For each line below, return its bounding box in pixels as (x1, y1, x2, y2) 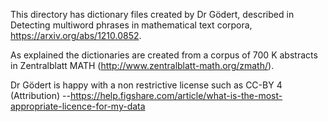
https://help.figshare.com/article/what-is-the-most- (69, 90, 283, 101)
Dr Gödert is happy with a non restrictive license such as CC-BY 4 (10, 79, 283, 91)
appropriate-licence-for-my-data (10, 100, 146, 112)
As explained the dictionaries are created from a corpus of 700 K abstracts (10, 49, 318, 61)
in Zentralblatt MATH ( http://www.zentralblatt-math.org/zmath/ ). (10, 60, 275, 71)
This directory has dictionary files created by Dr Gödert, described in (10, 9, 295, 20)
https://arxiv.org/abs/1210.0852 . (10, 30, 142, 41)
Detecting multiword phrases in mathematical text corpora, (10, 19, 253, 31)
